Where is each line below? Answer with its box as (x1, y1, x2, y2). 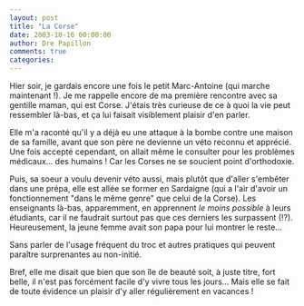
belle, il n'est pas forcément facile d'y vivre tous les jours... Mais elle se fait (9, 276, 290, 287)
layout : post (9, 13, 59, 23)
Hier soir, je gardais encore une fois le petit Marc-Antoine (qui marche (9, 81, 270, 91)
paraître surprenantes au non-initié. (9, 249, 142, 260)
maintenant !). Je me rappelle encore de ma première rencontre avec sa (9, 90, 279, 101)
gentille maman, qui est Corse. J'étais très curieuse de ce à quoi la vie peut (9, 100, 290, 110)
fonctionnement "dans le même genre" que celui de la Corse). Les (9, 192, 257, 203)
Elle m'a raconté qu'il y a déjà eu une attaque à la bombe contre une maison (9, 127, 293, 137)
